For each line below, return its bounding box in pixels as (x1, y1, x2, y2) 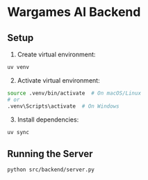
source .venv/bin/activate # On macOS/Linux (7, 90, 141, 97)
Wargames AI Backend (7, 4, 141, 20)
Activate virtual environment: (17, 76, 100, 84)
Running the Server (7, 147, 93, 160)
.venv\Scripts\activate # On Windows (7, 102, 120, 110)
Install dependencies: (17, 115, 79, 124)
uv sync (7, 129, 30, 136)
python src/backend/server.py (7, 166, 95, 174)
